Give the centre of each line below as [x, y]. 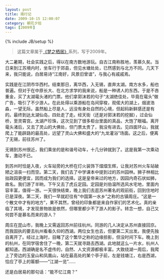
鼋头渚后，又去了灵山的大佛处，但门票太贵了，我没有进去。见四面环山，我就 [82, 127]
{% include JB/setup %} [29, 41]
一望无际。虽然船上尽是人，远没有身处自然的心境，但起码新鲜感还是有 [84, 109]
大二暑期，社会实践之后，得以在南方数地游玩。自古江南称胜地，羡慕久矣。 [80, 62]
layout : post [18, 9]
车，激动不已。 [20, 156]
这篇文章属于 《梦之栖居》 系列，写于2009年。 [63, 52]
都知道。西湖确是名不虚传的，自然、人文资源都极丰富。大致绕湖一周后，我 [80, 249]
